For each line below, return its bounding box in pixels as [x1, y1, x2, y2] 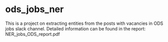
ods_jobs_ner [5, 4, 64, 15]
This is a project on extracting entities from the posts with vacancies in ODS [5, 20, 163, 26]
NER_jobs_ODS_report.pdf [5, 31, 60, 37]
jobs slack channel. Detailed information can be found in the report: [5, 25, 146, 31]
